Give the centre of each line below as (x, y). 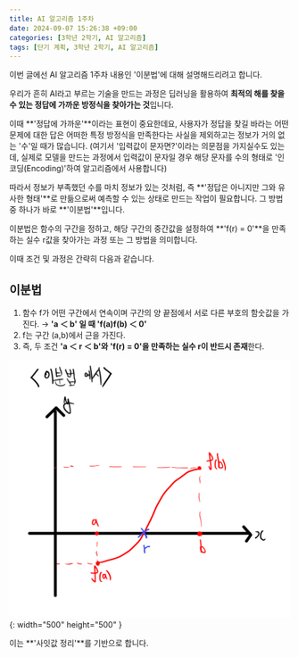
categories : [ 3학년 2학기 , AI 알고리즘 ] (78, 37)
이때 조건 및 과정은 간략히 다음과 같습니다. (82, 259)
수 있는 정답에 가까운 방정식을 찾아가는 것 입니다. (91, 105)
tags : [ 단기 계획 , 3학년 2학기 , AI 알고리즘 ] (84, 47)
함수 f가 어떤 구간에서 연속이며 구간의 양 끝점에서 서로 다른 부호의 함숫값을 (151, 313)
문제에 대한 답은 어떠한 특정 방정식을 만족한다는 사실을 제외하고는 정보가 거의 (143, 135)
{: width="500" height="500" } (66, 624)
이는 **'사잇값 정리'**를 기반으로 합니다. (79, 643)
